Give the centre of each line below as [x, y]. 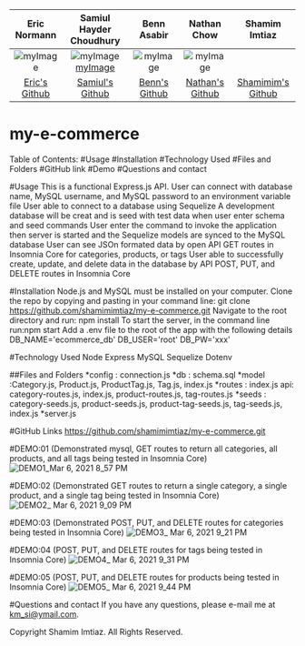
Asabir [154, 35]
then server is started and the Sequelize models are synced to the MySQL [148, 235]
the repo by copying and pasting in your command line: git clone [130, 300]
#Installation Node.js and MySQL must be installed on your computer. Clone [151, 291]
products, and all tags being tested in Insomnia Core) [108, 458]
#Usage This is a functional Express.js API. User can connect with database [151, 187]
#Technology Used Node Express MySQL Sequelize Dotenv [121, 357]
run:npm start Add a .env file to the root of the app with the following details [151, 329]
